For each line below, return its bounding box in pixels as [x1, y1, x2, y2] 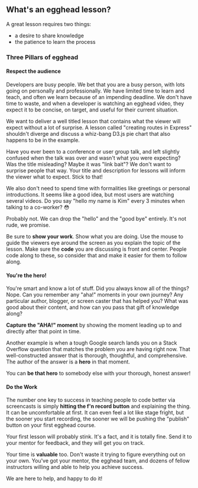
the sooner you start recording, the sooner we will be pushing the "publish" [6, 415, 190, 423]
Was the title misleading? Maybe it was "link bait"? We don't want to [6, 160, 171, 168]
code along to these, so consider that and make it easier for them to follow [6, 251, 187, 259]
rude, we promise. [6, 221, 50, 228]
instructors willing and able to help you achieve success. [6, 464, 144, 471]
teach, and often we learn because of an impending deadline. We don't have [6, 93, 192, 100]
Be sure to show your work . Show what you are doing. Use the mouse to [6, 232, 184, 240]
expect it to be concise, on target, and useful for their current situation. [6, 106, 179, 113]
